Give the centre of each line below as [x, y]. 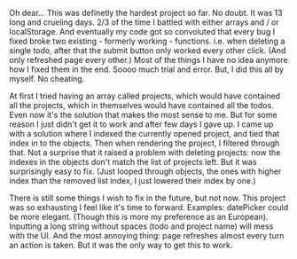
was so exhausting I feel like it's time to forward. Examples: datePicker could [149, 207]
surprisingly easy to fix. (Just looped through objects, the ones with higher [145, 171]
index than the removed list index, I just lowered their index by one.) [133, 181]
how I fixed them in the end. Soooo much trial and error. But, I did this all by [147, 69]
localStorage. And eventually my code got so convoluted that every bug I [142, 31]
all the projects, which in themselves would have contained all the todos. [141, 105]
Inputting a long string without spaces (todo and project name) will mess [141, 226]
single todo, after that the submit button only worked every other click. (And [148, 51]
